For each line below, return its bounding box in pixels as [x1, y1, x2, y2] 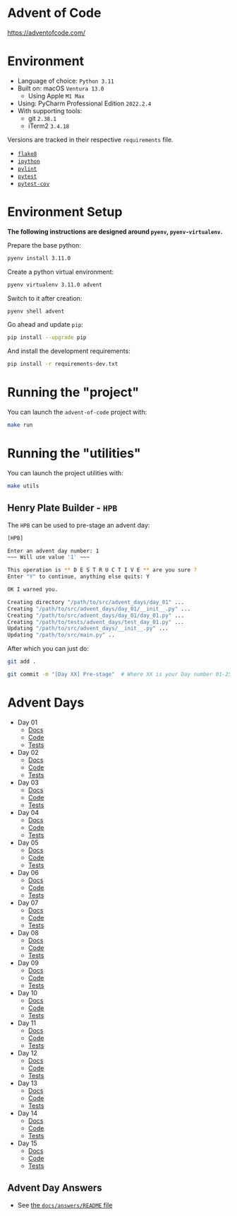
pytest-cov [17, 180, 50, 187]
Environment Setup [7, 204, 123, 220]
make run [7, 422, 33, 429]
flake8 [17, 150, 37, 157]
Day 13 [17, 1079, 37, 1087]
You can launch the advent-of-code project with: [7, 408, 147, 417]
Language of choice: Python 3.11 [17, 76, 114, 85]
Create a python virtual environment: [7, 267, 114, 276]
